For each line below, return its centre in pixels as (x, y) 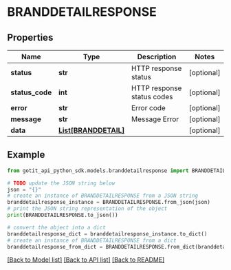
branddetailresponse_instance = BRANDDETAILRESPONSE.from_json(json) (109, 202)
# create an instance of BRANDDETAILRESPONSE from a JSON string (102, 196)
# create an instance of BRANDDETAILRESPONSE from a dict (92, 240)
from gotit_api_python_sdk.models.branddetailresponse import (98, 170)
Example (26, 155)
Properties (30, 38)
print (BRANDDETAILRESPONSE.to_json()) (63, 215)
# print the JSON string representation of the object (87, 209)
